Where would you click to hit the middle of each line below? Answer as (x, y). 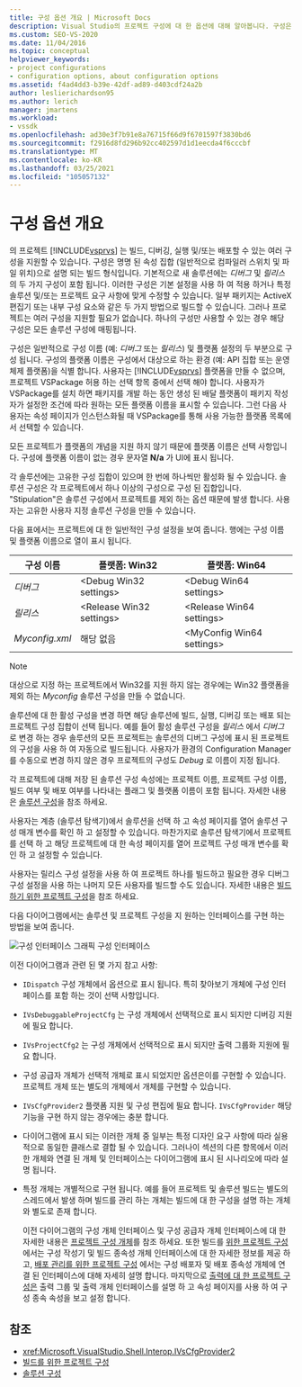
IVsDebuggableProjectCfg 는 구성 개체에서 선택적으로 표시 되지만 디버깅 (149, 1014)
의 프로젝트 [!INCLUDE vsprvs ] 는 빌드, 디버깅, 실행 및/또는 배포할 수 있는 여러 (146, 251)
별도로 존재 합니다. (64, 1211)
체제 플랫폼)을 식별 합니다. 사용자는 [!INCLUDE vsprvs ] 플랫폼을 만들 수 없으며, (147, 371)
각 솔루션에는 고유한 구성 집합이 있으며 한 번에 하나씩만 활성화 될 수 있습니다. (143, 477)
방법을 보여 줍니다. (42, 927)
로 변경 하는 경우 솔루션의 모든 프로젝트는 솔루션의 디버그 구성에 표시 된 (134, 738)
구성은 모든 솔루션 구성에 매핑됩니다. (73, 329)
